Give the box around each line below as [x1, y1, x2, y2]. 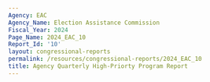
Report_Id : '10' [8, 41, 61, 48]
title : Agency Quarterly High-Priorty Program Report [8, 62, 189, 70]
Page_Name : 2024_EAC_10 [8, 33, 87, 41]
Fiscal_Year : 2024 [8, 26, 68, 34]
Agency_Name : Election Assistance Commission [8, 19, 160, 27]
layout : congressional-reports [8, 48, 111, 55]
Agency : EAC [8, 11, 47, 20]
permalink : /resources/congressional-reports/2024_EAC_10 [8, 55, 202, 63]
